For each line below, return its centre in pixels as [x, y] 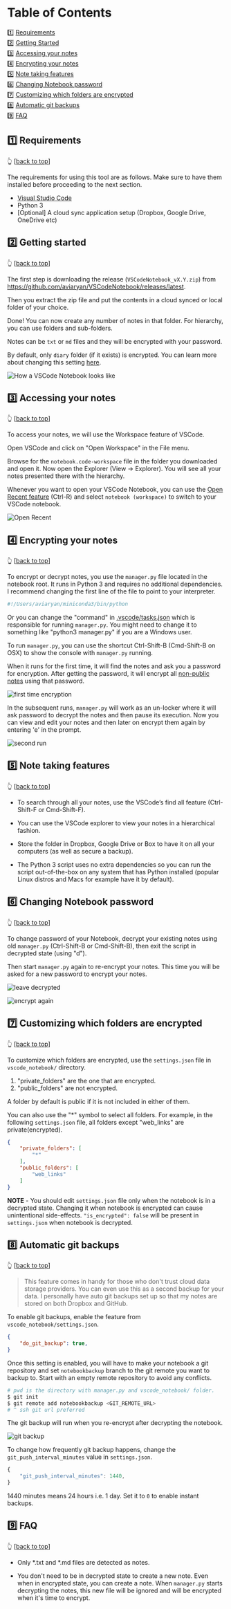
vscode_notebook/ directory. [47, 1067]
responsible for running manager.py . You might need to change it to [102, 625]
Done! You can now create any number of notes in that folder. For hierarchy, [115, 320]
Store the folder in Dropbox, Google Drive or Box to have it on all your [116, 844]
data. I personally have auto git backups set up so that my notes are [121, 1296]
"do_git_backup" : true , [54, 1343]
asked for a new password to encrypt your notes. [77, 974]
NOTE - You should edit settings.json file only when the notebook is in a [111, 1200]
